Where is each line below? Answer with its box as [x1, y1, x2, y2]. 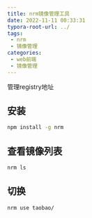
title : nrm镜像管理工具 [7, 10, 70, 18]
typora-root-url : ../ [7, 23, 70, 30]
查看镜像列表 [7, 145, 63, 157]
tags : [7, 29, 23, 37]
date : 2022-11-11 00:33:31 [7, 17, 86, 24]
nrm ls [7, 164, 26, 172]
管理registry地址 [7, 82, 54, 91]
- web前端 [10, 56, 37, 63]
